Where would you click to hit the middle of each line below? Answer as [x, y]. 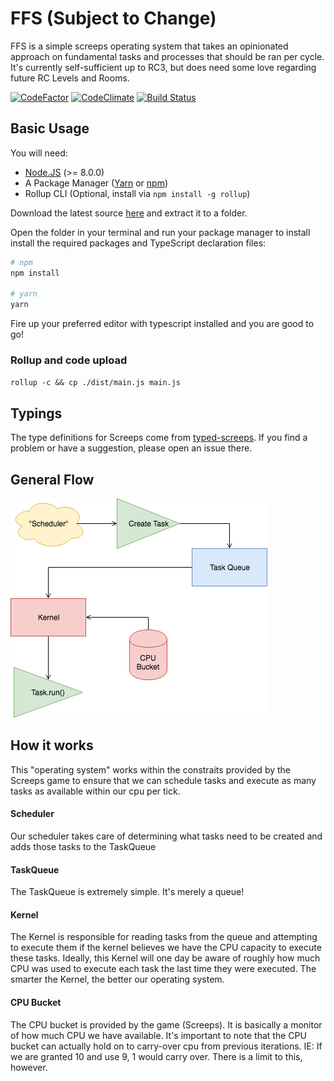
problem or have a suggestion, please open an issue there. [131, 448]
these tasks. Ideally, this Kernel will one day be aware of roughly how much [165, 958]
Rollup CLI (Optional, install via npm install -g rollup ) [137, 193]
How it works [52, 745]
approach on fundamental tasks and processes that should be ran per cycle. [167, 56]
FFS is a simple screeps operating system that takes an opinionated [149, 46]
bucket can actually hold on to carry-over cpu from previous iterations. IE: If [166, 1046]
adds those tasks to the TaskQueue [83, 847]
